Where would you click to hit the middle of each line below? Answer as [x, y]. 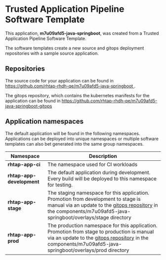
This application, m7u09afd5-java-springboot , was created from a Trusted [82, 33]
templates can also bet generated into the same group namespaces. [75, 144]
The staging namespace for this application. [99, 192]
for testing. [60, 185]
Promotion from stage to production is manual [101, 231]
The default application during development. [99, 172]
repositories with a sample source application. [52, 53]
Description [103, 156]
